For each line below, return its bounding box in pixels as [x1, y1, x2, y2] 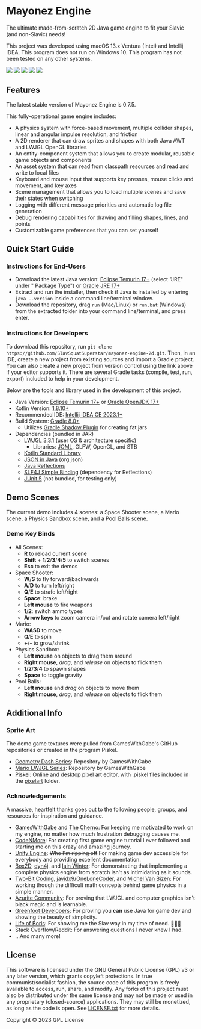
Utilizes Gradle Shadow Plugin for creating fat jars [23, 423, 148, 431]
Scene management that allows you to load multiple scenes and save [14, 188, 186, 195]
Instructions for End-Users [6, 262, 86, 270]
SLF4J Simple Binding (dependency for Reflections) [23, 468, 152, 476]
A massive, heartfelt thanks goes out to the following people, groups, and [6, 806, 188, 813]
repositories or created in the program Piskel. [6, 746, 118, 753]
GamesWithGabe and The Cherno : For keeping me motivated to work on [14, 824, 194, 831]
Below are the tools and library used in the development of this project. [6, 387, 182, 394]
